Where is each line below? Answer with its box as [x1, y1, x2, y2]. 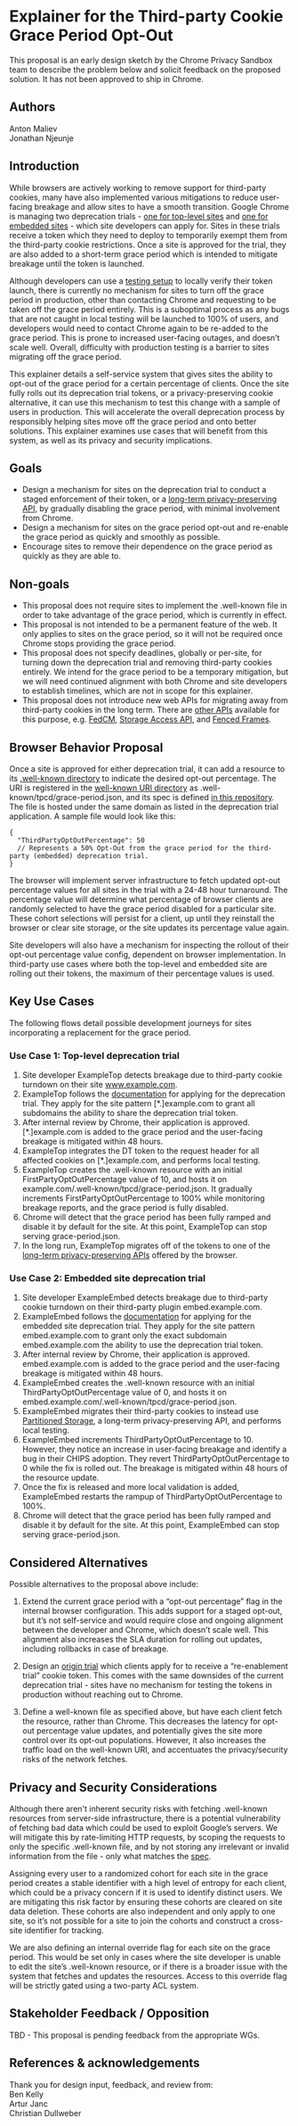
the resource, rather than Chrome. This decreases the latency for [21, 1716, 261, 1727]
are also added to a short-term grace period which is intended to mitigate [9, 248, 278, 260]
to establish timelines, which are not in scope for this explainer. [21, 685, 254, 697]
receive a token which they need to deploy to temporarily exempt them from [9, 229, 287, 240]
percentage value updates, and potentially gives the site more [36, 1725, 263, 1736]
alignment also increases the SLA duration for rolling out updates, [21, 1634, 262, 1645]
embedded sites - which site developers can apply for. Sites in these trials [9, 220, 280, 231]
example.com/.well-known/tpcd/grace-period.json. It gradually [21, 1184, 253, 1195]
